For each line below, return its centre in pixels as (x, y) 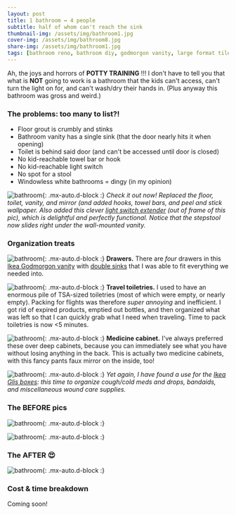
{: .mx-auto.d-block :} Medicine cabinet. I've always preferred (132, 338)
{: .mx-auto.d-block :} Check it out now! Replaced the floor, (128, 195)
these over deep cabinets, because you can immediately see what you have (117, 346)
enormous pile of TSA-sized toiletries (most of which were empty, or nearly (116, 295)
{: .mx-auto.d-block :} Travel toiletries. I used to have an (124, 287)
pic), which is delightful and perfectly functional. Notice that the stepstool (114, 218)
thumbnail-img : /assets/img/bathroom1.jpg (70, 33)
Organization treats (41, 244)
